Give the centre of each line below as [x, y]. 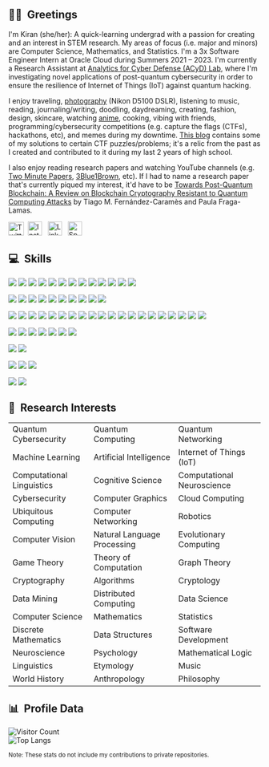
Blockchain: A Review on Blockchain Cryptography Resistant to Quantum [128, 193]
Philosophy [199, 679]
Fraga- [230, 201]
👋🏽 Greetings [43, 15]
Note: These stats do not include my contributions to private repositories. [109, 755]
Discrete [28, 630]
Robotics [195, 517]
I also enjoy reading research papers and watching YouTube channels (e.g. [131, 167]
